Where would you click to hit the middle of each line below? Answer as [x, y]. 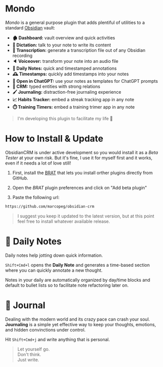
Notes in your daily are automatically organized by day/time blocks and [78, 280]
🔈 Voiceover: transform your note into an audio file [65, 61]
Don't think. [29, 354]
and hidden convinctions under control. [45, 330]
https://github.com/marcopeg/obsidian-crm [50, 206]
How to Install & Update [54, 139]
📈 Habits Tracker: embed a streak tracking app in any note [73, 99]
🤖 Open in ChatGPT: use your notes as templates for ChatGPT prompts [85, 81]
